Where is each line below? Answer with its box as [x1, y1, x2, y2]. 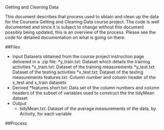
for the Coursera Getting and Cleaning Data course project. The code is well [5, 19, 160, 25]
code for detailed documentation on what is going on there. [5, 34, 126, 40]
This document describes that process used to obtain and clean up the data [5, 14, 159, 19]
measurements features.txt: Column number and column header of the [12, 75, 156, 80]
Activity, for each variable [19, 111, 72, 117]
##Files [5, 44, 21, 50]
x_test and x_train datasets [12, 79, 66, 85]
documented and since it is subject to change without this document [5, 24, 144, 30]
